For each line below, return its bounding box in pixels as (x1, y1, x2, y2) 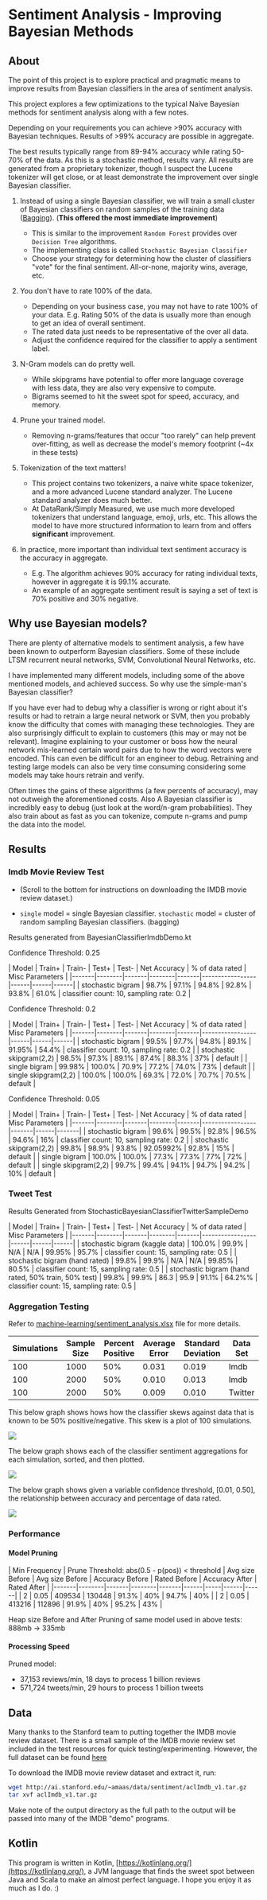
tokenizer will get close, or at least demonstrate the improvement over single (8, 173, 259, 181)
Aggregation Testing (8, 1301, 90, 1312)
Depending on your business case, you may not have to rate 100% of (31, 302, 258, 311)
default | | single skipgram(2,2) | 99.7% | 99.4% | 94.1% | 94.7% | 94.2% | (8, 1160, 250, 1170)
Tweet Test (8, 1188, 52, 1199)
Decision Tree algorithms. (31, 237, 118, 246)
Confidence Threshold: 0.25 (8, 948, 101, 957)
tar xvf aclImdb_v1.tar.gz (8, 1791, 98, 1799)
